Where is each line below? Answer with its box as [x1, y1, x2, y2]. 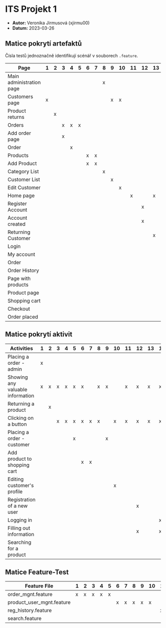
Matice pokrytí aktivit [5, 330, 73, 338]
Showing [7, 374, 28, 381]
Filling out [7, 525, 31, 531]
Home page [7, 192, 35, 199]
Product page [7, 289, 40, 296]
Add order [7, 130, 31, 137]
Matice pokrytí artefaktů [5, 40, 82, 48]
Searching [7, 538, 32, 545]
